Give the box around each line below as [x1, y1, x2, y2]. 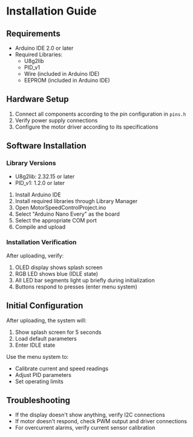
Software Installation [6, 141, 87, 151]
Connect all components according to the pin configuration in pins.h [15, 110, 186, 118]
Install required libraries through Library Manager [15, 197, 138, 204]
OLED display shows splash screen [15, 264, 103, 271]
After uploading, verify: [6, 252, 64, 259]
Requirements [6, 28, 61, 39]
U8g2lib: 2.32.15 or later [15, 173, 75, 180]
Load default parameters [15, 335, 77, 342]
